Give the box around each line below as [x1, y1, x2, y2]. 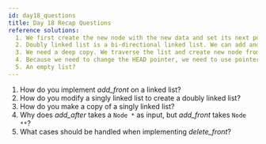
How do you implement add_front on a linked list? [19, 85, 181, 94]
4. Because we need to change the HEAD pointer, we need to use [15, 56, 232, 64]
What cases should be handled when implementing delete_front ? [19, 127, 232, 136]
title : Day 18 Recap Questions [8, 19, 112, 27]
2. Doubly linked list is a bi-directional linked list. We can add [15, 41, 246, 49]
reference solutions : [8, 26, 80, 34]
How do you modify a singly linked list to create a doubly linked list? [19, 93, 241, 103]
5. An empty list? [15, 63, 77, 71]
